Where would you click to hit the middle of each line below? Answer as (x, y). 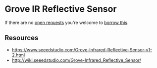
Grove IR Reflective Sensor (61, 9)
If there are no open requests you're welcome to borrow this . (67, 23)
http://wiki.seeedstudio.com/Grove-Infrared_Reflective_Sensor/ (77, 60)
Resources (22, 38)
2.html (18, 55)
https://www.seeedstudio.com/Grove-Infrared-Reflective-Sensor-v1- (82, 49)
